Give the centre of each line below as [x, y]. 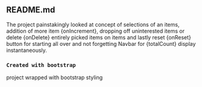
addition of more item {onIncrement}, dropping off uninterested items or [96, 31]
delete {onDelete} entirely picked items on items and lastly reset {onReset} [99, 37]
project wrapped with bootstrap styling [55, 77]
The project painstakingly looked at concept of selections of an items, [93, 24]
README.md [31, 10]
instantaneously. [27, 50]
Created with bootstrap [41, 65]
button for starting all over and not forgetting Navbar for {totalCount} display [101, 43]
